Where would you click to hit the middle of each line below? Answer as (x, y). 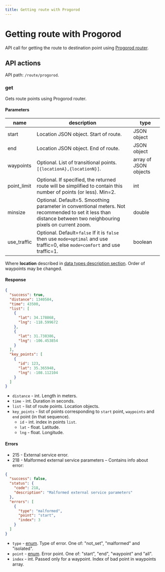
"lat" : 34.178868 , (37, 318)
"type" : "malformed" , (40, 511)
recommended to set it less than (74, 212)
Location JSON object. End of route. (78, 148)
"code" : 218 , (27, 488)
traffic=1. (47, 251)
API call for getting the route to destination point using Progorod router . (77, 48)
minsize (16, 212)
